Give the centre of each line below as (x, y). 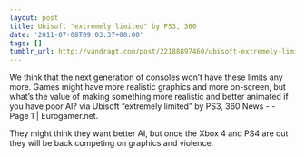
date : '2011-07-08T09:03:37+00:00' (77, 34)
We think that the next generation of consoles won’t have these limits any (146, 77)
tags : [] (26, 43)
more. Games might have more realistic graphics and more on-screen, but (148, 87)
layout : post (34, 18)
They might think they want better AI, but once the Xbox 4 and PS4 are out (149, 133)
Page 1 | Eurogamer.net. (54, 116)
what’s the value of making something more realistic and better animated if (149, 97)
